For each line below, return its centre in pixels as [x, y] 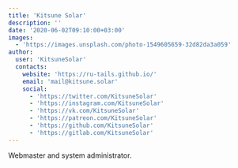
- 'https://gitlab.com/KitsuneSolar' [91, 133]
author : [21, 52]
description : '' [35, 23]
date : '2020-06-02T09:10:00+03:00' [67, 30]
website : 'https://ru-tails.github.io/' [90, 74]
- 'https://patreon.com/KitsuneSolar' [93, 118]
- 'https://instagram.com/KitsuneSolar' [96, 103]
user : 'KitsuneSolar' [51, 60]
